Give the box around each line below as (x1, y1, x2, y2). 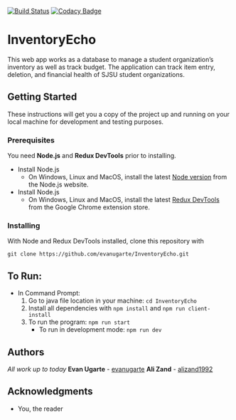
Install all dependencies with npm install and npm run (28, 304, 186, 313)
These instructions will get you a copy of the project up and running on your (7, 110, 230, 118)
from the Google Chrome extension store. (28, 203, 151, 211)
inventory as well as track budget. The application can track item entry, (7, 63, 215, 71)
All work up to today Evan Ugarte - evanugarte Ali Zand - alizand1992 (7, 364, 213, 373)
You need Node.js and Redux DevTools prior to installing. (7, 152, 176, 160)
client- (188, 305, 211, 313)
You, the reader (17, 404, 64, 413)
